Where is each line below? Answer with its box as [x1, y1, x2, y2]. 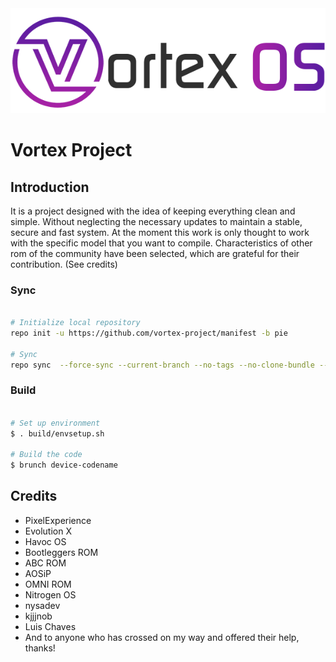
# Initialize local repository [10, 318, 141, 328]
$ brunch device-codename [10, 460, 118, 471]
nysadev [24, 599, 61, 611]
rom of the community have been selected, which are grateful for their [10, 248, 300, 259]
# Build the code [10, 450, 83, 460]
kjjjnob [24, 610, 53, 622]
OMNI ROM [24, 578, 72, 590]
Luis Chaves [24, 620, 77, 632]
